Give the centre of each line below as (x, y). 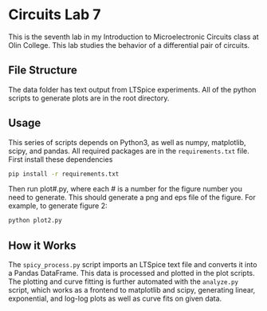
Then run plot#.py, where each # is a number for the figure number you (126, 189)
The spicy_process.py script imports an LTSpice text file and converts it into (133, 265)
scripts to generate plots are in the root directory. (89, 98)
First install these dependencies (61, 159)
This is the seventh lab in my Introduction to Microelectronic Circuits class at (133, 37)
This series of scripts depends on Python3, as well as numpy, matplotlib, (127, 142)
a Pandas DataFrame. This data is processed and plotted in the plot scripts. (132, 274)
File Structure (43, 71)
